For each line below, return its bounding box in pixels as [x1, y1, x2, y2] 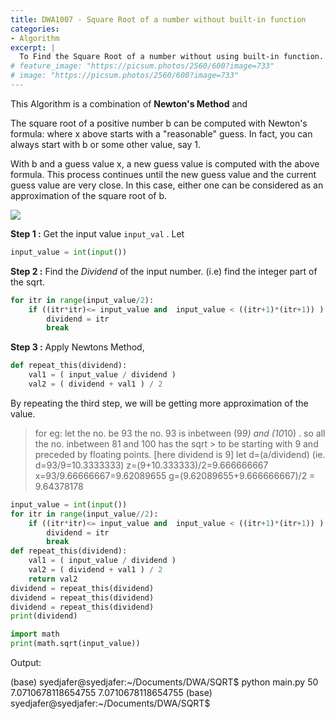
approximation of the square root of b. [10, 189, 168, 201]
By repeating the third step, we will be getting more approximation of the [10, 397, 309, 409]
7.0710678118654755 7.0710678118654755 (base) [10, 687, 213, 698]
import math [10, 629, 60, 640]
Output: [10, 657, 42, 668]
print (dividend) [10, 611, 78, 621]
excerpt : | [10, 42, 56, 53]
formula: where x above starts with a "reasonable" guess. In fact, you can [10, 127, 313, 140]
